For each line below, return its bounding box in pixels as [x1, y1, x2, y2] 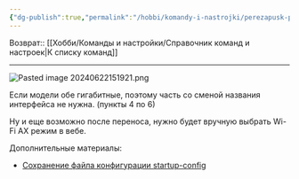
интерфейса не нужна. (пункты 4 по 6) [9, 98, 156, 109]
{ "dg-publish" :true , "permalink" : [9, 12, 133, 22]
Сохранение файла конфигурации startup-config [21, 160, 206, 170]
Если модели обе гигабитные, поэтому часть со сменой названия [9, 89, 261, 100]
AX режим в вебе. [17, 125, 86, 136]
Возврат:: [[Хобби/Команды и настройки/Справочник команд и [9, 37, 251, 48]
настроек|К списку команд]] [9, 46, 118, 58]
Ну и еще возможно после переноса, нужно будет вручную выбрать [9, 116, 271, 127]
